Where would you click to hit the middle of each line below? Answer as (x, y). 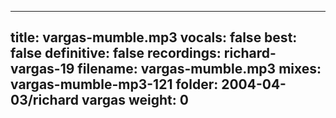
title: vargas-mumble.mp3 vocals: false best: (154, 37)
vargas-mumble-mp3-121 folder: (114, 84)
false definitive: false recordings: (116, 53)
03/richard (45, 100)
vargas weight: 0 (135, 100)
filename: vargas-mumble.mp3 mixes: (199, 69)
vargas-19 (42, 69)
